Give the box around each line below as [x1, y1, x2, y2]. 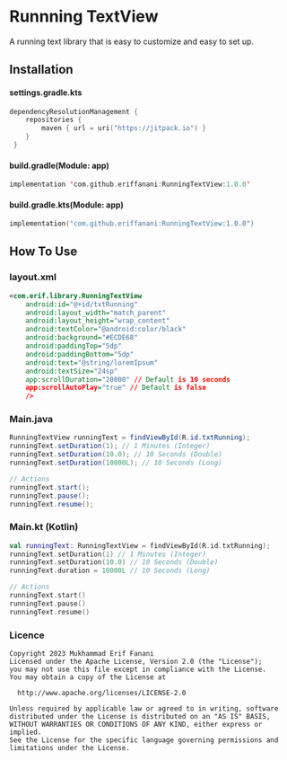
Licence [9, 629, 45, 641]
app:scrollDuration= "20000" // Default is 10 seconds [25, 375, 230, 384]
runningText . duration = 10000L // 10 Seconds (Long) [9, 566, 211, 576]
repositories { [25, 115, 83, 125]
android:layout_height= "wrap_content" [25, 316, 170, 325]
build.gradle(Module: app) [9, 160, 109, 171]
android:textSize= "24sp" [25, 367, 118, 376]
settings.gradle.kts [9, 87, 83, 98]
